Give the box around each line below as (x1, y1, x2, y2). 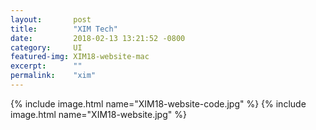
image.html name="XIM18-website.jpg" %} (10, 108, 187, 120)
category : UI (10, 42, 83, 53)
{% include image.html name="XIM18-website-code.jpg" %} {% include (10, 97, 307, 110)
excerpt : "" (10, 61, 83, 71)
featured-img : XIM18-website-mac (10, 52, 150, 62)
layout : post (10, 14, 92, 25)
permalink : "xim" (10, 71, 97, 81)
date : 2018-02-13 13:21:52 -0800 (10, 33, 186, 43)
